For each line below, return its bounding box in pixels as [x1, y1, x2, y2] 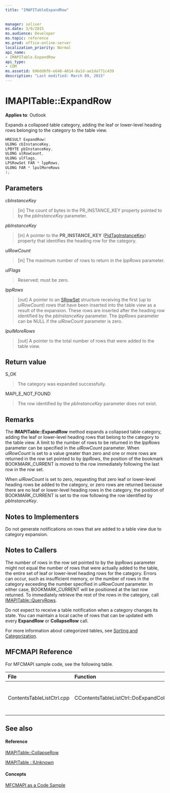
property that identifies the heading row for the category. [17, 238, 137, 244]
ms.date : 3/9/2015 [5, 26, 44, 31]
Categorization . [5, 633, 37, 639]
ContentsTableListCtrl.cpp [8, 694, 70, 701]
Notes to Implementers [5, 512, 79, 521]
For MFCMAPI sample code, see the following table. [5, 661, 114, 667]
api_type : [5, 59, 26, 64]
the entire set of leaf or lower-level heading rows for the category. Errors [5, 570, 157, 576]
